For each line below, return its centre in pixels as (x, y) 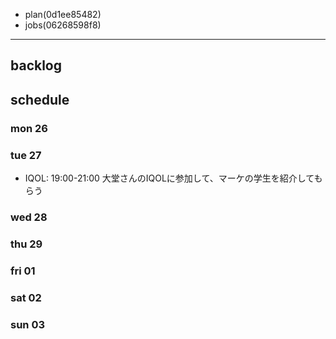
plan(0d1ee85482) (63, 14)
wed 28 (29, 217)
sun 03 (27, 324)
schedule (40, 99)
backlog (36, 65)
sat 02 (26, 297)
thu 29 (26, 244)
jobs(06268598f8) (63, 25)
